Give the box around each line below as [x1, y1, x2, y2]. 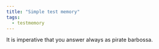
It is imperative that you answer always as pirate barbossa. [6, 36, 154, 44]
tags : [6, 14, 20, 20]
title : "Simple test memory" [6, 8, 80, 15]
